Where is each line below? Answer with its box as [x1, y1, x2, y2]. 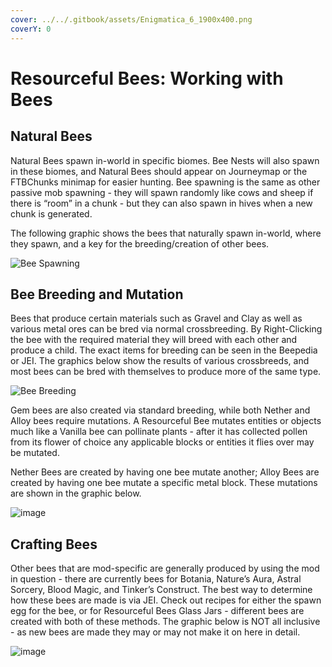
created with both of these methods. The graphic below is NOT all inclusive [10, 616, 321, 628]
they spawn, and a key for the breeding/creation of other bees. [10, 237, 270, 250]
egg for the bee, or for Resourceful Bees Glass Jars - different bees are [10, 605, 305, 617]
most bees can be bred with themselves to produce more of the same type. [10, 366, 322, 378]
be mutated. [10, 447, 60, 459]
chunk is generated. [10, 207, 93, 220]
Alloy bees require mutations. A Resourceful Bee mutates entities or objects [10, 415, 322, 427]
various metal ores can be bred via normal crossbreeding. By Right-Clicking [10, 323, 323, 335]
